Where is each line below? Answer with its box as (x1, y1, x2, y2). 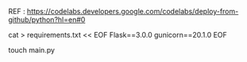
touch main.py (8, 46, 56, 54)
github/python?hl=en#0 (8, 15, 86, 24)
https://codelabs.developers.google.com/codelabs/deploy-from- (26, 7, 239, 16)
